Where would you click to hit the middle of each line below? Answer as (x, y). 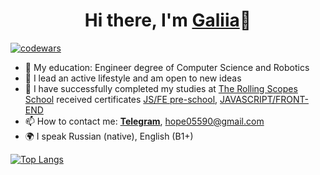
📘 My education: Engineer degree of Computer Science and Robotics (167, 67)
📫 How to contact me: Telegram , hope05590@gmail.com (144, 121)
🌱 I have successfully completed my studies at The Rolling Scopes (161, 88)
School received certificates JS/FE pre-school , (121, 99)
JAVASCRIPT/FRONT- (264, 99)
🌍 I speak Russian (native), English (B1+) (109, 136)
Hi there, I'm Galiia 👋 (168, 20)
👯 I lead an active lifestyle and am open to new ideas (133, 78)
